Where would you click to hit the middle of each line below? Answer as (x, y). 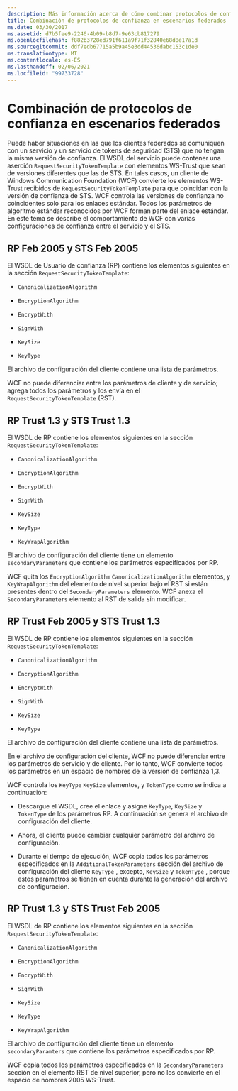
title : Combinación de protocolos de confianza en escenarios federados (117, 21)
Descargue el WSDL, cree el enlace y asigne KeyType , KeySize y (110, 806)
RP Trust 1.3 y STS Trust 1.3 (69, 421)
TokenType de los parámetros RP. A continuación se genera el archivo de (123, 813)
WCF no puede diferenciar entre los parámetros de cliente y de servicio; (113, 383)
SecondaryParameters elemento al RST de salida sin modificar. (97, 599)
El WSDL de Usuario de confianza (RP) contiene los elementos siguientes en (119, 265)
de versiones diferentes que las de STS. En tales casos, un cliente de (108, 173)
